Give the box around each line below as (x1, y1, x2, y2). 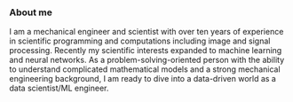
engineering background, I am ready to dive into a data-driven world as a (9, 74, 277, 84)
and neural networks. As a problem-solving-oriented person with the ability (9, 55, 285, 66)
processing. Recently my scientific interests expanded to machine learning (9, 45, 282, 56)
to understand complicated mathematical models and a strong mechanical (9, 64, 281, 75)
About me (9, 6, 53, 19)
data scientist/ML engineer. (9, 82, 109, 94)
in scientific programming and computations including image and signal (9, 35, 271, 46)
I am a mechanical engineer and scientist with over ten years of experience (9, 27, 284, 37)
